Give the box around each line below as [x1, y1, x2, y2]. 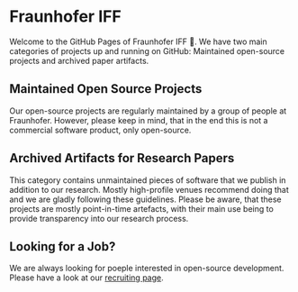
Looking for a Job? [9, 239, 116, 254]
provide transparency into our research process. [9, 213, 189, 224]
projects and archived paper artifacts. [9, 55, 149, 66]
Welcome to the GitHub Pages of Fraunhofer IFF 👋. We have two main [9, 36, 267, 47]
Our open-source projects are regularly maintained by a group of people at [9, 105, 287, 116]
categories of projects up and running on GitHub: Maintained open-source [9, 45, 285, 56]
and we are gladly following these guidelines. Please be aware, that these [9, 194, 282, 205]
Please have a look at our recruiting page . [9, 272, 164, 283]
